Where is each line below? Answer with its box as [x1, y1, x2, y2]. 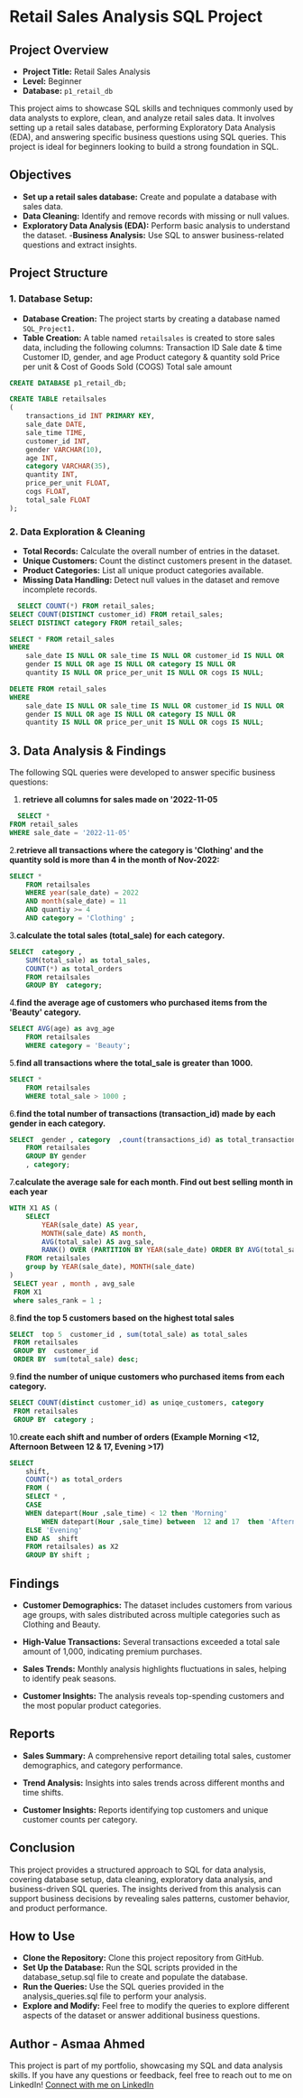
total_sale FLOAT [25, 495, 91, 505]
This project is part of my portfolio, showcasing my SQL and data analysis [9, 2060, 283, 2071]
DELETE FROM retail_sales [9, 684, 106, 693]
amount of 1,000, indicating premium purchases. [22, 1646, 203, 1657]
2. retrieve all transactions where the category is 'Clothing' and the [9, 844, 264, 855]
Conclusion [9, 1840, 76, 1856]
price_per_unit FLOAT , [25, 478, 111, 488]
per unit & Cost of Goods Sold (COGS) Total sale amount [22, 361, 233, 372]
